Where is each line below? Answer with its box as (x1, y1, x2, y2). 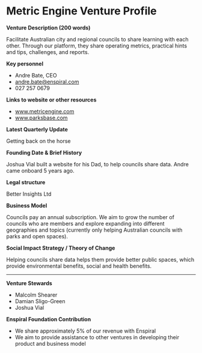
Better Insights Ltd (6, 190, 52, 198)
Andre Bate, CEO (14, 71, 57, 79)
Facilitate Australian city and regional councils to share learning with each (6, 35, 189, 43)
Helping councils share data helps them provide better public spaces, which (6, 256, 195, 263)
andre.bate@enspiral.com (14, 78, 79, 85)
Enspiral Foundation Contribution (6, 315, 91, 322)
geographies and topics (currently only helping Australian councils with (6, 226, 183, 234)
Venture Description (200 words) (6, 24, 91, 31)
